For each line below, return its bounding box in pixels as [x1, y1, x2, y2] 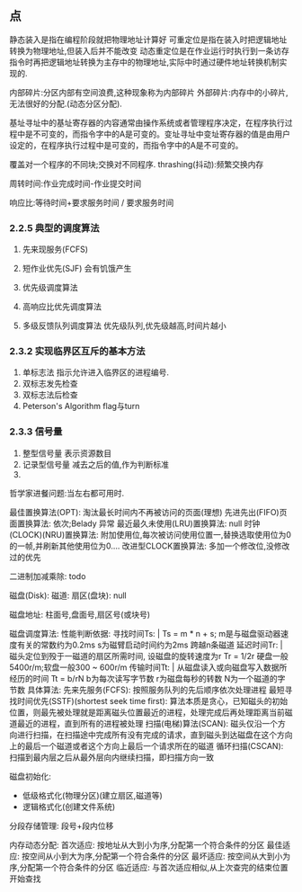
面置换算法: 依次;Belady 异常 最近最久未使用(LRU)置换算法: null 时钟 [9, 518, 261, 529]
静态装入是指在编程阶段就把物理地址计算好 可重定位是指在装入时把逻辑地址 [9, 34, 288, 45]
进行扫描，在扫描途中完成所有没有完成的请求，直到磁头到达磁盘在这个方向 [16, 729, 293, 740]
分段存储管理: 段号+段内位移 [9, 820, 114, 831]
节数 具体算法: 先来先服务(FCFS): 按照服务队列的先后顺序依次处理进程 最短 [9, 684, 285, 695]
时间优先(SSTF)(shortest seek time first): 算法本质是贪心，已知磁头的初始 [16, 695, 289, 706]
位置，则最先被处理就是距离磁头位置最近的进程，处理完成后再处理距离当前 [9, 707, 285, 718]
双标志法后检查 [22, 389, 78, 400]
